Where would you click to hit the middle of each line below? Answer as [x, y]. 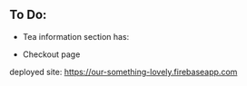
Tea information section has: [76, 36]
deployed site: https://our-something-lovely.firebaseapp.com [123, 72]
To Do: [28, 15]
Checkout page [51, 54]
